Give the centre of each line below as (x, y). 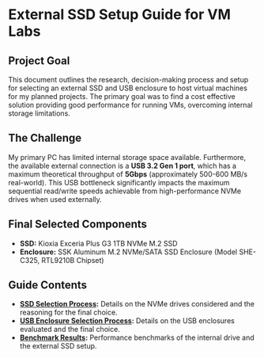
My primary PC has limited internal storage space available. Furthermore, (127, 157)
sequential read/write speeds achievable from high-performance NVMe (125, 191)
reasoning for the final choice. (68, 312)
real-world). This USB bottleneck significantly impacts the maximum (119, 182)
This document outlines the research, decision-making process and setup (128, 80)
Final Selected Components (78, 225)
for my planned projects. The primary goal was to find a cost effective (122, 96)
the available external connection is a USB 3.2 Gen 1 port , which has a (123, 166)
